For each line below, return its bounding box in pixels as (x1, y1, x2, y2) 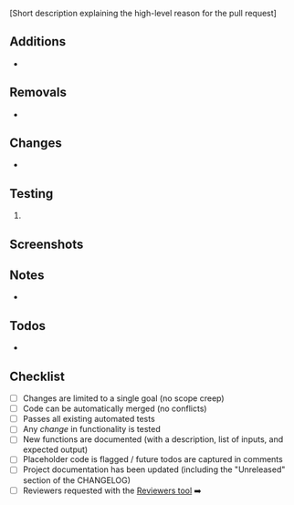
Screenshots (9, 236, 84, 252)
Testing (9, 186, 54, 201)
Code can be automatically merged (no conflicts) (22, 403, 207, 414)
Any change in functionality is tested (22, 424, 162, 435)
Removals (9, 85, 67, 100)
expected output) (22, 444, 89, 455)
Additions (9, 34, 67, 49)
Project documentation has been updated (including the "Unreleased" (22, 464, 286, 475)
